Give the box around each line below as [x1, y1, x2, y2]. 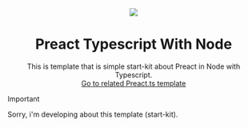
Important [7, 93, 40, 103]
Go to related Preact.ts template [81, 78, 186, 88]
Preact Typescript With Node [34, 35, 233, 54]
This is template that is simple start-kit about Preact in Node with [26, 62, 241, 71]
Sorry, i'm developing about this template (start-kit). [7, 109, 178, 119]
